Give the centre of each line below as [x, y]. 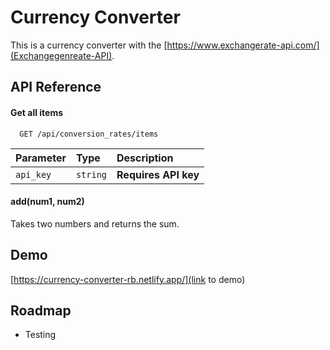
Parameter [41, 158]
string [91, 174]
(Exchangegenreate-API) [61, 55]
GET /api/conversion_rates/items [89, 134]
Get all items [37, 112]
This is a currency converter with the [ [89, 45]
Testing [40, 335]
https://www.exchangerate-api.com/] [243, 45]
